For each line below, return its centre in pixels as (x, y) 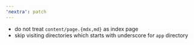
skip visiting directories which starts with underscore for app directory (101, 35)
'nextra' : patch (26, 12)
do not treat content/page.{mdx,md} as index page (76, 29)
